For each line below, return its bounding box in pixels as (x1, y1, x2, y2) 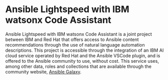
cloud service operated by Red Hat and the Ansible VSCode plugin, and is (5, 52, 160, 59)
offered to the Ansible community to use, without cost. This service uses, (5, 58, 159, 64)
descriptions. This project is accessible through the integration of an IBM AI (5, 47, 164, 53)
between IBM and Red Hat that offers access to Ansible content (5, 36, 139, 43)
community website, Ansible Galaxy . (5, 68, 82, 74)
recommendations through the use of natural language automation (5, 42, 145, 48)
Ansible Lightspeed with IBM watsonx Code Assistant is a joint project (5, 31, 152, 37)
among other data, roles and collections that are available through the (5, 63, 152, 69)
